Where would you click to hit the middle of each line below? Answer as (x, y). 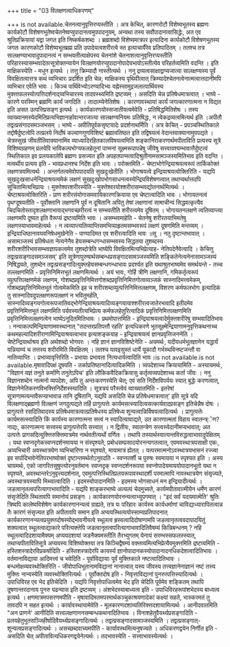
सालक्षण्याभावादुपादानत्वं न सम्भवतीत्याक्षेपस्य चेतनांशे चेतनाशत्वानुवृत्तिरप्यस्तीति (90, 55)
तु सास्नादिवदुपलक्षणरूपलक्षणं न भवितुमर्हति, (53, 295)
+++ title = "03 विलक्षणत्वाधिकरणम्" (51, 11)
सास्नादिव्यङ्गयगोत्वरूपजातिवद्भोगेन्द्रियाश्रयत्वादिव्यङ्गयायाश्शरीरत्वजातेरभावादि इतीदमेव (100, 303)
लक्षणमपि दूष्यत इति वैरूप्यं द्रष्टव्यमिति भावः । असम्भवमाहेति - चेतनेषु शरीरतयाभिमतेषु (97, 218)
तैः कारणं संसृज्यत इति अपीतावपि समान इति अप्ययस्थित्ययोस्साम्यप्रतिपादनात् (88, 512)
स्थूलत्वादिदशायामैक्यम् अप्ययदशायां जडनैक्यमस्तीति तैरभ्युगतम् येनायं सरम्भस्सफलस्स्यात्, (102, 535)
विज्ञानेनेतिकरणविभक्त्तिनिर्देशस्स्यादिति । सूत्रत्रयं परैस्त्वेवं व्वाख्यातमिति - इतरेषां (91, 388)
